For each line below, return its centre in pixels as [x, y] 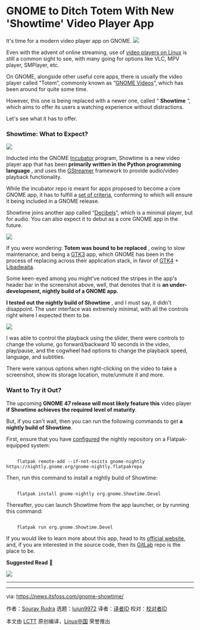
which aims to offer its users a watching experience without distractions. [95, 107]
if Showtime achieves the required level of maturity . [71, 409]
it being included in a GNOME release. [53, 201]
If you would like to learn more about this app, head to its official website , [96, 538]
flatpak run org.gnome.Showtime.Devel [65, 527]
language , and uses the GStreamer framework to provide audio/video [92, 171]
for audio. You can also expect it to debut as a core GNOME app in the [92, 219]
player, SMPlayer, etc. [33, 65]
